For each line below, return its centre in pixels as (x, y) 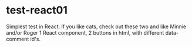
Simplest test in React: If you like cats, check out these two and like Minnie (96, 26)
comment (18, 39)
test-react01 (37, 10)
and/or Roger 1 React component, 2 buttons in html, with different (85, 32)
